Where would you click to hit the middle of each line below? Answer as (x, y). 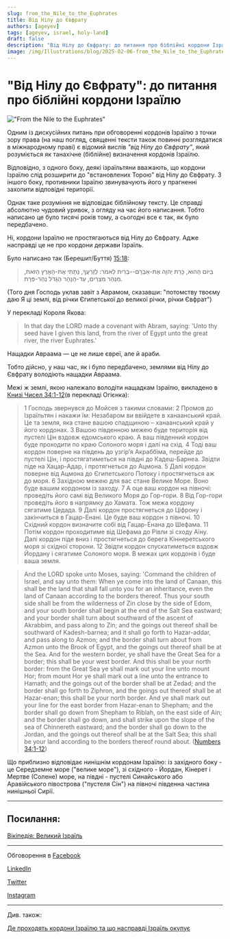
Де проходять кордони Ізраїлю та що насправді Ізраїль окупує (99, 928)
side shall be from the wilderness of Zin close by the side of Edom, (118, 603)
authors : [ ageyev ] (33, 26)
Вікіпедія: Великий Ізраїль (45, 836)
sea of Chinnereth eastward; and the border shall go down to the (115, 727)
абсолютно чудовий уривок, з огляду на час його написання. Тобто (106, 210)
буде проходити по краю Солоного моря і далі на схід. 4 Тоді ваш (120, 444)
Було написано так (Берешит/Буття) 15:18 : (68, 258)
